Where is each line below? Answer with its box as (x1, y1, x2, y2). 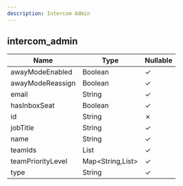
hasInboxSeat (10, 101, 55, 111)
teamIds (10, 146, 37, 155)
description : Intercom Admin (7, 10, 90, 17)
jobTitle (10, 123, 34, 132)
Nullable (145, 56, 173, 65)
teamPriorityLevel (10, 156, 68, 166)
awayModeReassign (10, 78, 76, 88)
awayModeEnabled (10, 67, 73, 77)
